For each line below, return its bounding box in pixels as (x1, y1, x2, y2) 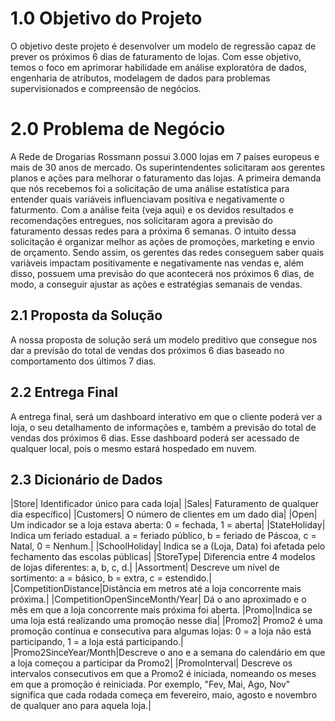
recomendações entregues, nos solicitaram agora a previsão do (10, 214, 274, 226)
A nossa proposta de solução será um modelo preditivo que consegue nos (10, 333, 318, 346)
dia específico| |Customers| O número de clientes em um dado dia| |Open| (10, 508, 318, 521)
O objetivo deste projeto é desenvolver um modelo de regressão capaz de (10, 40, 317, 52)
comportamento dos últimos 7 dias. (10, 355, 157, 367)
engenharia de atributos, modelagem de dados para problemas (10, 72, 271, 84)
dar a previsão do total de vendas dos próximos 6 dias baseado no (10, 344, 285, 356)
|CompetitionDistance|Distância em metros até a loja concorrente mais (10, 583, 302, 595)
